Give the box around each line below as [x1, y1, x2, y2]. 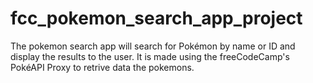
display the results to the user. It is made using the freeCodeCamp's [10, 50, 290, 62]
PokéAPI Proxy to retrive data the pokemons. [10, 61, 195, 73]
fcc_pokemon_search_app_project [10, 7, 303, 30]
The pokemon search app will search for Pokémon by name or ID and [10, 40, 296, 52]
